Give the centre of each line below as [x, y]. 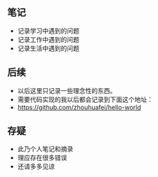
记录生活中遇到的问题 [48, 48]
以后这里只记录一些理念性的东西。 [67, 90]
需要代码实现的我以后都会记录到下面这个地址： [85, 99]
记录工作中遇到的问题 [48, 39]
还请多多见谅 [36, 167]
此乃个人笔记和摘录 [45, 149]
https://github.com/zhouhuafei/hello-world [79, 107]
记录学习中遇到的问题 [48, 31]
